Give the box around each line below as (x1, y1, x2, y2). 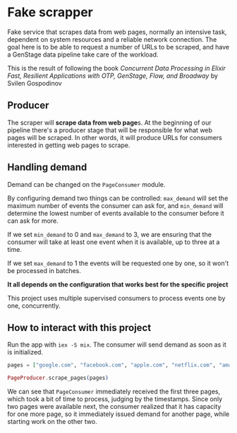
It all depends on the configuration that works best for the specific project (7, 280, 229, 289)
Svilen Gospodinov (7, 79, 62, 87)
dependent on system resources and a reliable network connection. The (7, 35, 217, 43)
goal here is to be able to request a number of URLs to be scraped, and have (7, 42, 230, 51)
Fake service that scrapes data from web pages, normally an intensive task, (7, 28, 227, 36)
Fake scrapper (7, 4, 93, 21)
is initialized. (7, 348, 44, 357)
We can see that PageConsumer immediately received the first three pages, (7, 387, 221, 396)
